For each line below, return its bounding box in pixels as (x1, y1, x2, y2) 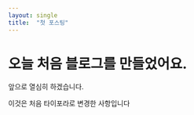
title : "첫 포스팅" (8, 19, 69, 27)
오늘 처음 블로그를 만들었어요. (8, 55, 188, 73)
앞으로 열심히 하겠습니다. (8, 82, 84, 92)
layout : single (8, 11, 58, 20)
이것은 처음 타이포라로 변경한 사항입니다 (8, 99, 130, 108)
